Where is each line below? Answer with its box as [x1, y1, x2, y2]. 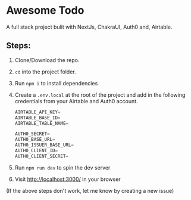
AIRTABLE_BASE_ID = [14, 115, 61, 121]
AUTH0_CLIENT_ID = [14, 147, 58, 153]
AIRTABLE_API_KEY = [14, 109, 61, 115]
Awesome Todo [6, 4, 84, 17]
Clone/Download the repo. [14, 56, 80, 63]
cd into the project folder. [14, 68, 76, 75]
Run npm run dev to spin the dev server [14, 164, 111, 171]
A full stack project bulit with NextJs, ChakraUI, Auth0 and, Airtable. [6, 23, 173, 30]
